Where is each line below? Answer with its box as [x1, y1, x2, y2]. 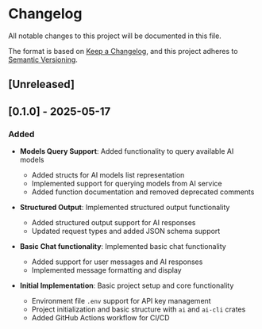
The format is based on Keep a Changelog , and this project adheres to [8, 46, 238, 55]
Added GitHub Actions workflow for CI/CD [31, 313, 170, 323]
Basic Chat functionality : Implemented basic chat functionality [19, 242, 226, 251]
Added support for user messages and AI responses [31, 257, 203, 266]
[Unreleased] [8, 78, 75, 91]
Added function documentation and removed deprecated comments [31, 187, 255, 197]
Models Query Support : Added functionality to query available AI [19, 147, 234, 156]
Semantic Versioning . [8, 55, 78, 64]
